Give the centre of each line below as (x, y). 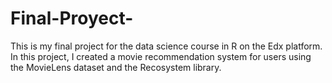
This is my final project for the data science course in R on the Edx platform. (166, 46)
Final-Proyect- (72, 18)
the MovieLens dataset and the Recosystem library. (116, 67)
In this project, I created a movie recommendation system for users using (161, 56)
